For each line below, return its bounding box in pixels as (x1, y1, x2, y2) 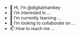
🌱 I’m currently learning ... (9, 15, 62, 20)
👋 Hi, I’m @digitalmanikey (9, 5, 61, 10)
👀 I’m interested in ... (9, 10, 51, 16)
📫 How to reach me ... (9, 26, 55, 31)
